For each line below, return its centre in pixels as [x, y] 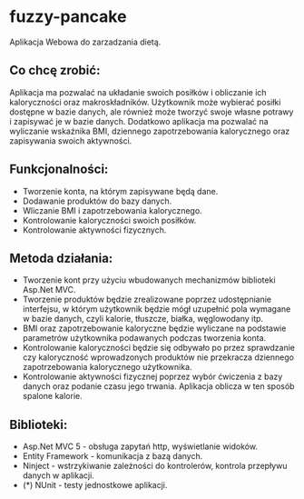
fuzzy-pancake [68, 17]
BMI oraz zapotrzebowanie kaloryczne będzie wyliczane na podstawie [154, 328]
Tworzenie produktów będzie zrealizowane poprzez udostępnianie [147, 299]
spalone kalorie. [53, 396]
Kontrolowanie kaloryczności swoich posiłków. [109, 220]
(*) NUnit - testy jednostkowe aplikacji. [95, 485]
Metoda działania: [61, 258]
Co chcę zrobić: [55, 70]
